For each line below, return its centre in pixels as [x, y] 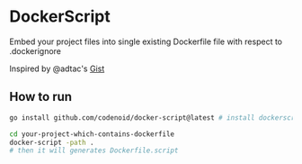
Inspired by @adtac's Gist [57, 68]
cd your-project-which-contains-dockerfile [92, 134]
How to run [41, 97]
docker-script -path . [52, 142]
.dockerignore [35, 50]
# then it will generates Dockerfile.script [94, 150]
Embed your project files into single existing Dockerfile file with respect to [146, 41]
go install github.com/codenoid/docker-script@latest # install [132, 118]
